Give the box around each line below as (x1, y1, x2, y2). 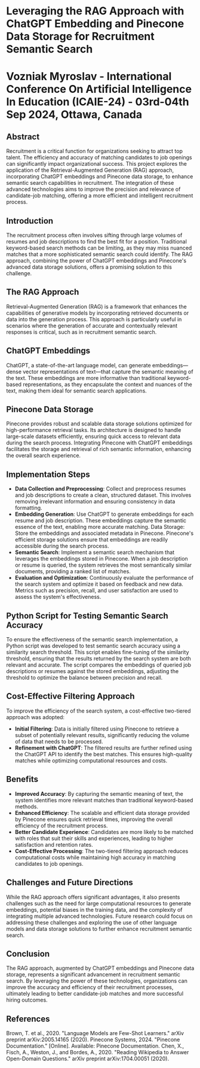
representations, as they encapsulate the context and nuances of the (23, 381, 192, 388)
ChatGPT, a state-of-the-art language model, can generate (6, 361, 151, 369)
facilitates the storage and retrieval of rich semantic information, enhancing (6, 446, 192, 453)
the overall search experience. (6, 452, 81, 459)
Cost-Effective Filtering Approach (6, 691, 135, 701)
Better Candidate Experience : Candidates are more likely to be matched (14, 828, 194, 835)
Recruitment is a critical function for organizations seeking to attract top (6, 148, 183, 155)
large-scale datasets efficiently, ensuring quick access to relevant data (6, 433, 181, 440)
